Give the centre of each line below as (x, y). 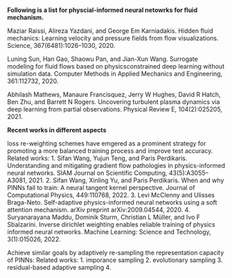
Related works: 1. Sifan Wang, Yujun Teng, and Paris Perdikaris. (97, 158)
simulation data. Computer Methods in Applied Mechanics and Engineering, (115, 73)
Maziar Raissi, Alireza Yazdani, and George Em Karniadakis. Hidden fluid (110, 31)
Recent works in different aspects (57, 130)
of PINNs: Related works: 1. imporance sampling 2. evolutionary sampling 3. (115, 260)
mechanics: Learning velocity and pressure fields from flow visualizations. (113, 38)
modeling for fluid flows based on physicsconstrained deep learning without (116, 66)
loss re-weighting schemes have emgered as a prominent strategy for (107, 144)
